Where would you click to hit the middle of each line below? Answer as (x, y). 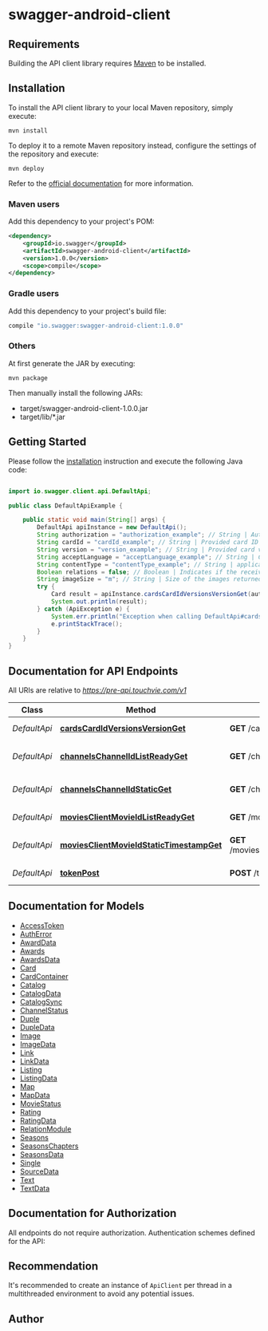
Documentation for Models (77, 906)
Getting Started (47, 442)
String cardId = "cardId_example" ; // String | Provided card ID (148, 543)
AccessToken (42, 925)
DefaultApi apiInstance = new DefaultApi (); (112, 527)
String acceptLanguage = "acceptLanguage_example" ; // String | (146, 557)
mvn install (28, 130)
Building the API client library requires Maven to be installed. (107, 63)
